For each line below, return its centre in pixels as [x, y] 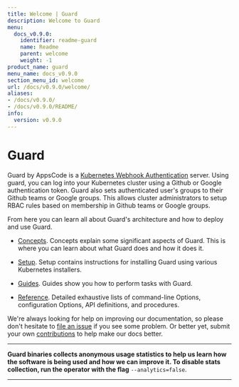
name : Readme [39, 47]
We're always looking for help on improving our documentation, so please [116, 319]
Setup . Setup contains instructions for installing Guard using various [117, 262]
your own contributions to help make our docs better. [85, 334]
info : [15, 113]
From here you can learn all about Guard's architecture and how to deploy [116, 219]
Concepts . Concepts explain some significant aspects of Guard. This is [122, 240]
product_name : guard [38, 67]
